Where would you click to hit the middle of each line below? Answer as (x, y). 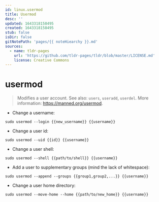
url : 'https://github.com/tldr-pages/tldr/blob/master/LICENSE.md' (84, 55)
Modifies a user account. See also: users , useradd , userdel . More (83, 98)
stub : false (17, 33)
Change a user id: (30, 131)
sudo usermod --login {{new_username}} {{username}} (60, 122)
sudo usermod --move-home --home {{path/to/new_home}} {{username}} (77, 195)
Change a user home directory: (44, 186)
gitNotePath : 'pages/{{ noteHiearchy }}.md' (51, 42)
